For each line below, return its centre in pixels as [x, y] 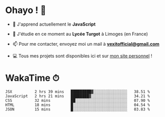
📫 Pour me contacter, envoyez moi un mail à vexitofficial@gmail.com [86, 44]
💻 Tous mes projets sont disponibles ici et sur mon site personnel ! [82, 56]
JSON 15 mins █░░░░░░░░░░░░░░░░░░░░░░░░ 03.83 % [78, 109]
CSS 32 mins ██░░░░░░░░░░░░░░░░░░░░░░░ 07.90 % [78, 100]
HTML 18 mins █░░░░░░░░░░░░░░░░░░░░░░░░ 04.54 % [78, 105]
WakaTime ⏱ [32, 78]
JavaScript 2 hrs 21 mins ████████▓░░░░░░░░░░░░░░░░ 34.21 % [78, 96]
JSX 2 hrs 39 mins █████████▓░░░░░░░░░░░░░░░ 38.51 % [78, 92]
